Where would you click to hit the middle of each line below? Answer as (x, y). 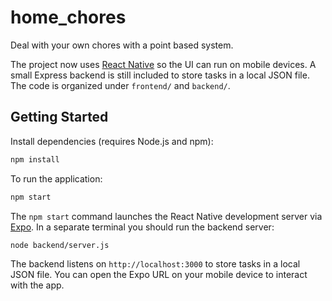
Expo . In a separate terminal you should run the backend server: (142, 227)
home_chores (68, 17)
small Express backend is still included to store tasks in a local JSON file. (160, 75)
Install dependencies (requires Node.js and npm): (112, 141)
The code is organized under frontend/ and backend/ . (120, 85)
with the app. (37, 285)
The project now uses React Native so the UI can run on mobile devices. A (163, 64)
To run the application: (56, 178)
